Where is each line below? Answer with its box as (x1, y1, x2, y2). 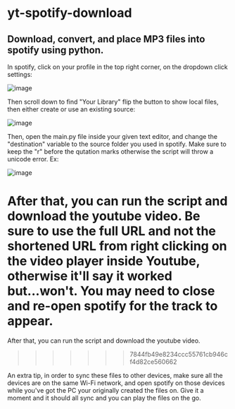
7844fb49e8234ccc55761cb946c (129, 350, 229, 358)
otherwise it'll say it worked (7, 268, 172, 284)
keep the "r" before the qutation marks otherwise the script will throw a (7, 147, 214, 156)
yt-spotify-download (7, 5, 132, 21)
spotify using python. (7, 44, 104, 56)
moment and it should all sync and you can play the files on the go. (7, 393, 202, 402)
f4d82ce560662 (129, 358, 177, 366)
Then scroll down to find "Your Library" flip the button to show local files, (7, 97, 219, 106)
